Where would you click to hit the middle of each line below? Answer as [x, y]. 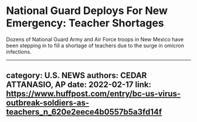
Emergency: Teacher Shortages [85, 23]
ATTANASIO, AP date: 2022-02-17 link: [79, 85]
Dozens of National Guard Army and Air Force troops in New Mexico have [95, 39]
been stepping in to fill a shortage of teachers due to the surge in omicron [95, 46]
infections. [19, 51]
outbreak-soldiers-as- [48, 103]
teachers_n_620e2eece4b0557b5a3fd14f [84, 112]
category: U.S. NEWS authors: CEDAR [77, 76]
